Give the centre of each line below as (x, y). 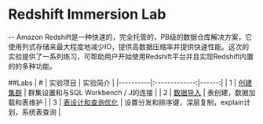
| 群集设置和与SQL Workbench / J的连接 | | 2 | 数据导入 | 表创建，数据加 (139, 92)
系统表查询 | (41, 112)
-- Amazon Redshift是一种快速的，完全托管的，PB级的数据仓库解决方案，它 (130, 37)
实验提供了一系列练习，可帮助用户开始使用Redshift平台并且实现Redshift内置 (131, 56)
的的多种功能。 (32, 66)
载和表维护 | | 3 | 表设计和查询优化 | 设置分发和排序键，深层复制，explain (126, 102)
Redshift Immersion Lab (87, 14)
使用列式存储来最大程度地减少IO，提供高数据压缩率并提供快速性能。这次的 (129, 46)
